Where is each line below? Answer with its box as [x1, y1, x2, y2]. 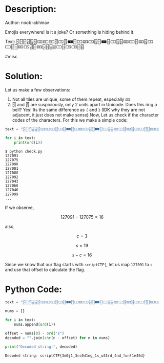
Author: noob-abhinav [5, 20, 50, 25]
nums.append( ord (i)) [14, 322, 56, 327]
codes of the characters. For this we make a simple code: [12, 117, 128, 123]
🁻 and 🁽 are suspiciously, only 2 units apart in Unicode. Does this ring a [12, 101, 157, 107]
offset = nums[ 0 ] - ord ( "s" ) [5, 331, 64, 336]
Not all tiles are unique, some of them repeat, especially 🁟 [12, 96, 131, 102]
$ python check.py [5, 149, 42, 154]
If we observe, [5, 204, 34, 210]
